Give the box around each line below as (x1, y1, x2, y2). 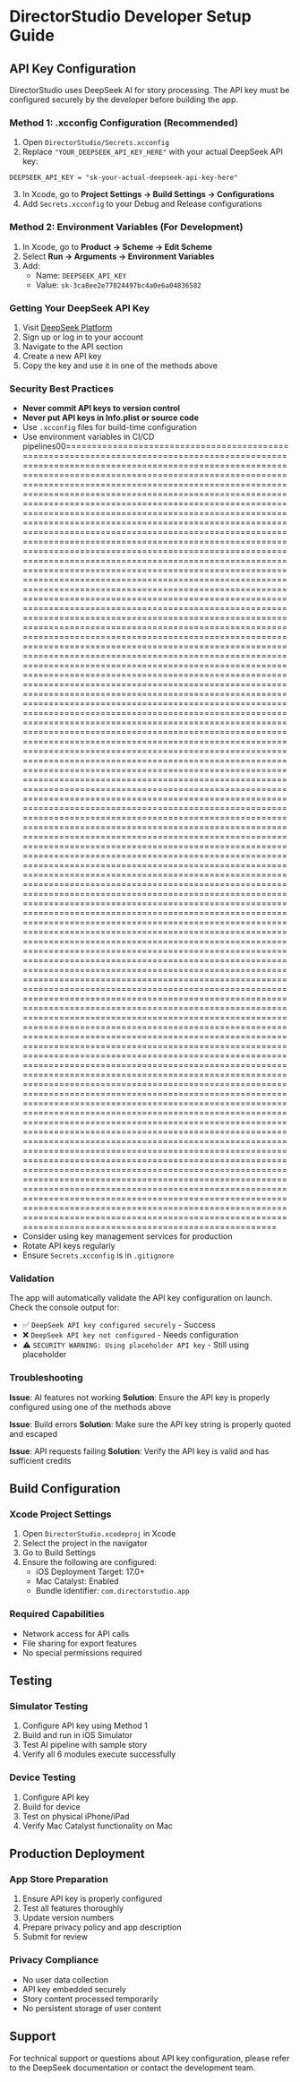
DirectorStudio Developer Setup (9, 6, 253, 27)
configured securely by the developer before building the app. (9, 94, 239, 105)
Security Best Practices (9, 383, 115, 395)
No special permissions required (21, 1647, 142, 1658)
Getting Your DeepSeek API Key (9, 302, 150, 314)
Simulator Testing (9, 1700, 89, 1713)
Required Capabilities (9, 1608, 105, 1621)
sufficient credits (9, 1455, 72, 1466)
